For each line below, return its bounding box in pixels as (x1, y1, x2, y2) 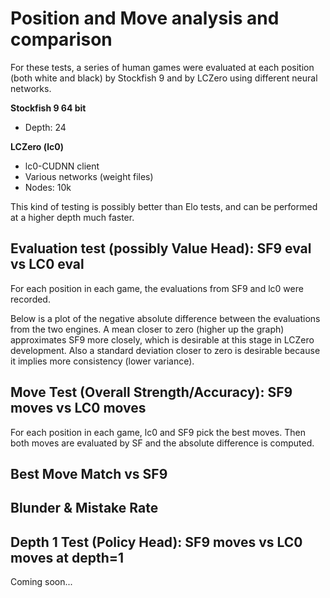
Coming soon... (10, 576, 73, 588)
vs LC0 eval (10, 256, 85, 273)
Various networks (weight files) (24, 170, 154, 182)
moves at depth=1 (10, 549, 125, 566)
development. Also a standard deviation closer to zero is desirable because (10, 344, 321, 356)
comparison (10, 28, 113, 51)
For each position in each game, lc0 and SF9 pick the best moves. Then (10, 426, 306, 438)
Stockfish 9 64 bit (10, 102, 87, 114)
